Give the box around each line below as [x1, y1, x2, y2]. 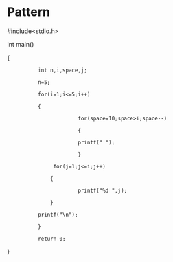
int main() [7, 40, 34, 48]
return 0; [37, 235, 67, 242]
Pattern [7, 4, 50, 20]
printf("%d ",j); [78, 187, 128, 194]
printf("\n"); [37, 211, 78, 218]
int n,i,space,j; [37, 67, 88, 74]
